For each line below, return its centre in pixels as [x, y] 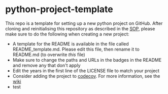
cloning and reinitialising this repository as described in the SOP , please [80, 28]
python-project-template [59, 9]
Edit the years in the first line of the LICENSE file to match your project [86, 70]
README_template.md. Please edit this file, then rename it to [76, 49]
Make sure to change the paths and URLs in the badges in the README [87, 60]
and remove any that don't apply [46, 65]
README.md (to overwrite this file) [49, 55]
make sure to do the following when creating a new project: [67, 34]
